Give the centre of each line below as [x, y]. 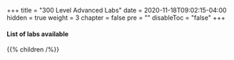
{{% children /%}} [33, 49]
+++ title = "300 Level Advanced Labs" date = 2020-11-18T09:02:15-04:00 [117, 10]
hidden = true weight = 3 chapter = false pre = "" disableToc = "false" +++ [116, 18]
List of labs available [38, 34]
